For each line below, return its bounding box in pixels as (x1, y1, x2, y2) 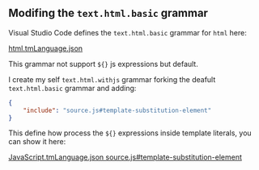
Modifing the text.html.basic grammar (8, 6, 209, 20)
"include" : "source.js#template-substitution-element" (23, 106, 212, 114)
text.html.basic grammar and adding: (8, 83, 137, 93)
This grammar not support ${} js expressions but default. (8, 59, 198, 68)
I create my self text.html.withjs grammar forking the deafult (8, 74, 216, 84)
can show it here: (8, 137, 66, 147)
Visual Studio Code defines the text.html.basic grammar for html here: (8, 27, 247, 37)
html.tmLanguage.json (8, 44, 83, 53)
